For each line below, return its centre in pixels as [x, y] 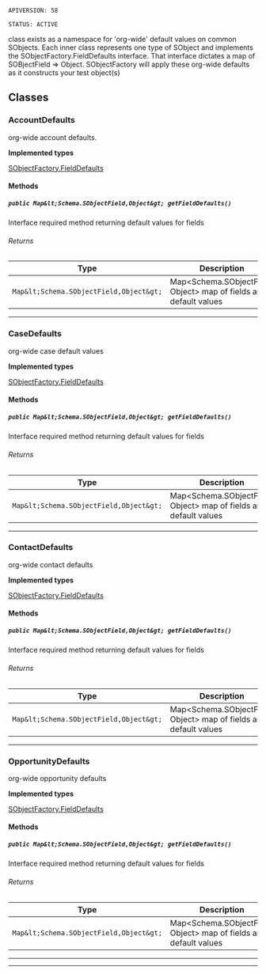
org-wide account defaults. [53, 137]
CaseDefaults [35, 334]
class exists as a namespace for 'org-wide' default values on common [122, 39]
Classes [28, 98]
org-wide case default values [56, 351]
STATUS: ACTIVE [33, 25]
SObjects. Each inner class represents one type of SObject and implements [131, 47]
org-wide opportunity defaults [57, 778]
